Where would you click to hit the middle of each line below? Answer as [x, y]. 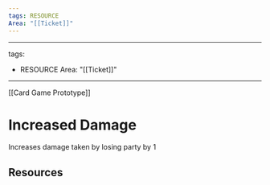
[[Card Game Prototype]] [49, 92]
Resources [36, 173]
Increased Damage [72, 125]
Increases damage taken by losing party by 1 [82, 147]
